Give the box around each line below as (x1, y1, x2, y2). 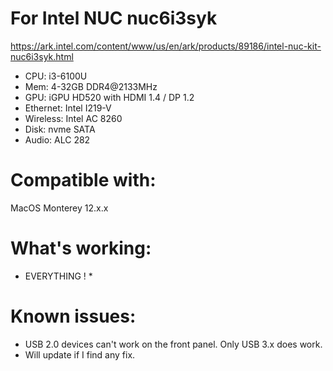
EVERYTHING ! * (24, 270, 93, 282)
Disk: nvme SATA (24, 123, 96, 135)
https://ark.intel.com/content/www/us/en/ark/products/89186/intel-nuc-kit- (10, 40, 322, 52)
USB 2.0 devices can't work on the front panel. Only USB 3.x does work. (24, 338, 323, 350)
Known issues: (10, 305, 137, 327)
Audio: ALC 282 (24, 133, 91, 146)
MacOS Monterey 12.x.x (10, 202, 109, 214)
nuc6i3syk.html (10, 50, 74, 62)
